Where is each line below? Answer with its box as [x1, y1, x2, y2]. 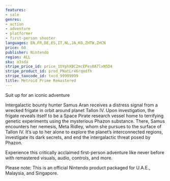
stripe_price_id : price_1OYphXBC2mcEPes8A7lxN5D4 [5, 64, 113, 69]
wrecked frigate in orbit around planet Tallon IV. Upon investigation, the [5, 107, 155, 113]
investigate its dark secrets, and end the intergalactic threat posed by [5, 134, 151, 140]
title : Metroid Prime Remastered [5, 78, 76, 83]
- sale [5, 12, 19, 17]
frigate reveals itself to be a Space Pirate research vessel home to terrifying [5, 113, 164, 119]
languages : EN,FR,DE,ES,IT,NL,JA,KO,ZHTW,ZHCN [5, 41, 106, 46]
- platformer [5, 31, 33, 36]
